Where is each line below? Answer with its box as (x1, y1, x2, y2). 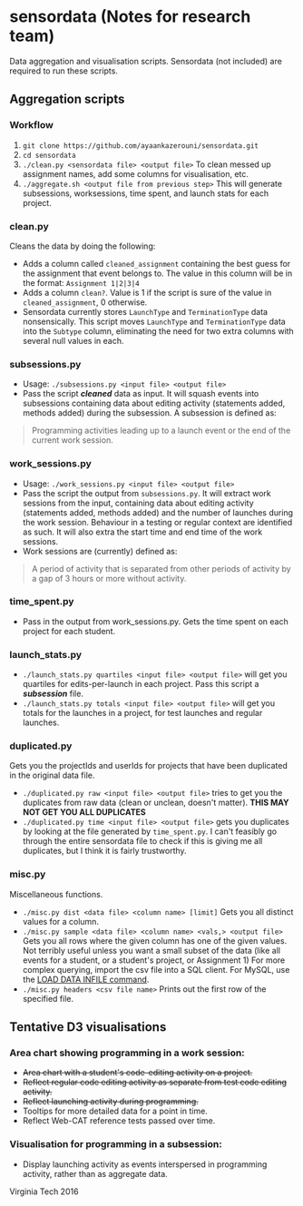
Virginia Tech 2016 (9, 1186, 79, 1197)
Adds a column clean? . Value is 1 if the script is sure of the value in (22, 287, 272, 298)
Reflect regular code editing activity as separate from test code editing (22, 1077, 288, 1088)
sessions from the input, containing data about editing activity (22, 497, 254, 508)
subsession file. (22, 688, 84, 700)
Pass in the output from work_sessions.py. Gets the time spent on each (22, 615, 288, 627)
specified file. (22, 993, 74, 1004)
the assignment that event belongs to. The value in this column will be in (22, 268, 293, 279)
